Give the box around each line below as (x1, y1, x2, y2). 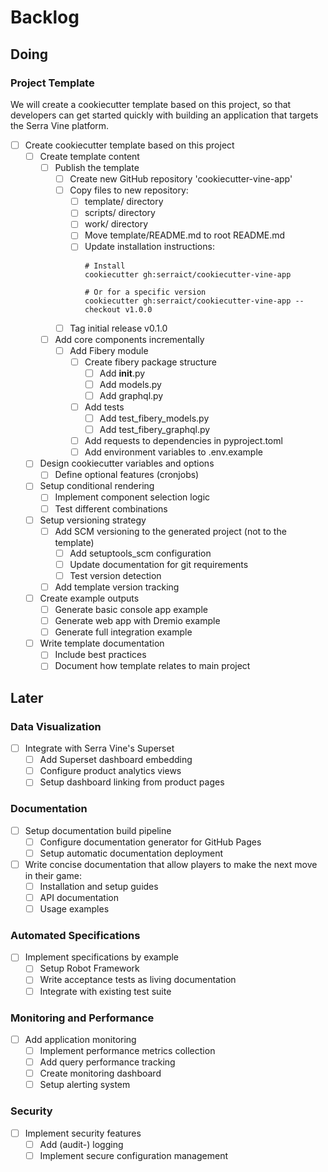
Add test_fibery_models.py (99, 412, 210, 424)
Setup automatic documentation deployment (39, 847, 224, 859)
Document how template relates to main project (54, 660, 251, 672)
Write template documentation (39, 637, 165, 650)
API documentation (39, 891, 119, 903)
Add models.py (99, 378, 162, 390)
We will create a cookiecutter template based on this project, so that (10, 98, 292, 110)
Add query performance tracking (39, 1056, 176, 1068)
